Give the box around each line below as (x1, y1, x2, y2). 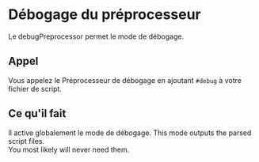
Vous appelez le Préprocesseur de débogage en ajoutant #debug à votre (8, 75, 242, 85)
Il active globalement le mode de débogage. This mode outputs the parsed (8, 128, 252, 138)
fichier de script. (8, 84, 62, 93)
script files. (8, 136, 45, 145)
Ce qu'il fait (8, 107, 67, 120)
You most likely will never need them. (8, 145, 130, 154)
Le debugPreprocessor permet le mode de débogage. (8, 32, 185, 41)
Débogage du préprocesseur (8, 6, 202, 24)
